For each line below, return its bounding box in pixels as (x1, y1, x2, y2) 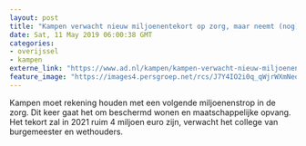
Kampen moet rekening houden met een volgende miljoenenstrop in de (9, 97, 276, 108)
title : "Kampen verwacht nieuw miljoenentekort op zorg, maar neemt (9, 22, 275, 31)
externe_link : (9, 64, 64, 73)
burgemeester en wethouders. (9, 126, 124, 137)
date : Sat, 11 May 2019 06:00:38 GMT (9, 30, 153, 39)
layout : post (9, 13, 59, 23)
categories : (9, 38, 55, 48)
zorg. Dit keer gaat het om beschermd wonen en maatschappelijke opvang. (9, 106, 291, 118)
